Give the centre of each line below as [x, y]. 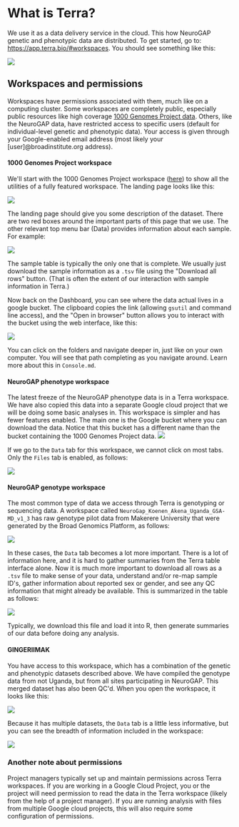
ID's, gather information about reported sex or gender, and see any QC [111, 584]
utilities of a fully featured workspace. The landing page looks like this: [111, 186]
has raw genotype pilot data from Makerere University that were [126, 518]
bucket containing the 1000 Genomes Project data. [82, 436]
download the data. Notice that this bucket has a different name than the [114, 428]
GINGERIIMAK [29, 649]
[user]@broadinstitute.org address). [60, 146]
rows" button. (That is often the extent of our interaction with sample [108, 278]
